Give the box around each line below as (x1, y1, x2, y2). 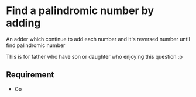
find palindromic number (6, 42, 66, 49)
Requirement (6, 70, 54, 80)
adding (6, 16, 41, 30)
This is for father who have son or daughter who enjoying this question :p (6, 53, 183, 60)
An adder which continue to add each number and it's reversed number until (6, 35, 190, 42)
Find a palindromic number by (6, 4, 154, 17)
